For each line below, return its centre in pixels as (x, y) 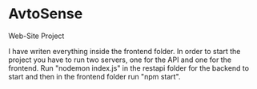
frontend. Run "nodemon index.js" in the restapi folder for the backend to (129, 68)
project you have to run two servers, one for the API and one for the (120, 60)
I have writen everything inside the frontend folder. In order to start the (124, 51)
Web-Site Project (36, 36)
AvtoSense (46, 14)
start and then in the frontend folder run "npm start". (94, 76)
